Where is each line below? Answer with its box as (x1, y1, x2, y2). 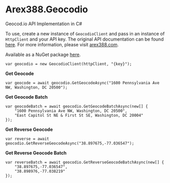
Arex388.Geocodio (5, 4, 88, 15)
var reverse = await (5, 136, 50, 141)
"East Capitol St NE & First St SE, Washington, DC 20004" (14, 113, 144, 118)
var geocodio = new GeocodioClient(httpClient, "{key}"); (5, 61, 132, 66)
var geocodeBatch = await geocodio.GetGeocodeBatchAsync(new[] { (5, 104, 148, 109)
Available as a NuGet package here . (5, 51, 81, 58)
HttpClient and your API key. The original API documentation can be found (5, 36, 164, 42)
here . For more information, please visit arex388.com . (5, 41, 119, 47)
